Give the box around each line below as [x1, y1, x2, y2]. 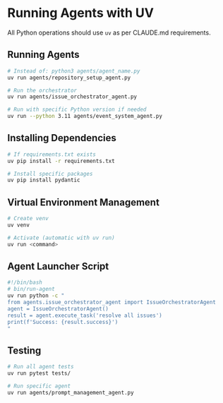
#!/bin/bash [7, 279, 42, 287]
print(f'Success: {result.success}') [7, 318, 119, 325]
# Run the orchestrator [7, 87, 78, 94]
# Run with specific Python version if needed [7, 106, 147, 114]
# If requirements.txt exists [7, 150, 97, 158]
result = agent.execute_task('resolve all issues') [7, 312, 162, 319]
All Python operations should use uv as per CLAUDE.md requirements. [7, 28, 211, 37]
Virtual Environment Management [7, 196, 160, 208]
